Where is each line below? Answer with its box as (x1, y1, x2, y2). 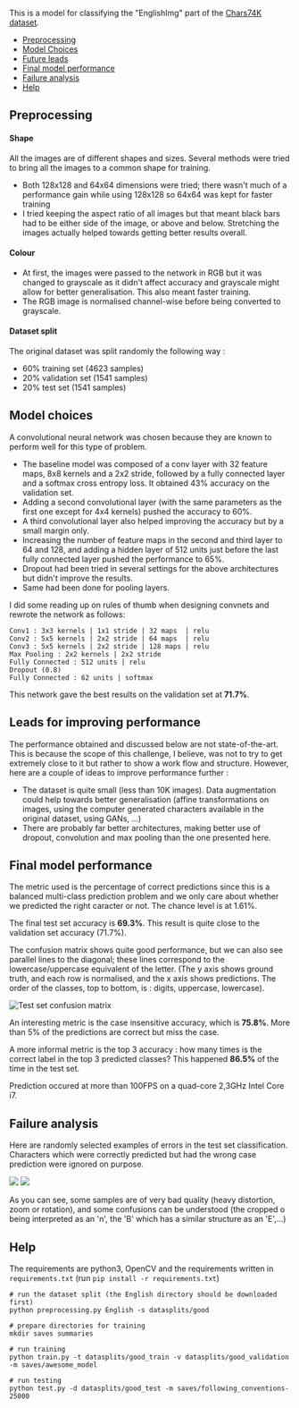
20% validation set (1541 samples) (21, 373, 149, 383)
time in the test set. (9, 1064, 80, 1074)
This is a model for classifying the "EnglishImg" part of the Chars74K (9, 8, 262, 18)
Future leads (21, 54, 69, 64)
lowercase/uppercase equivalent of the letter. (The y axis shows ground (9, 963, 274, 974)
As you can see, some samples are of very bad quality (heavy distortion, (9, 1194, 276, 1206)
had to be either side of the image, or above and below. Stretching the (21, 217, 279, 228)
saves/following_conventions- (177, 1384, 290, 1394)
